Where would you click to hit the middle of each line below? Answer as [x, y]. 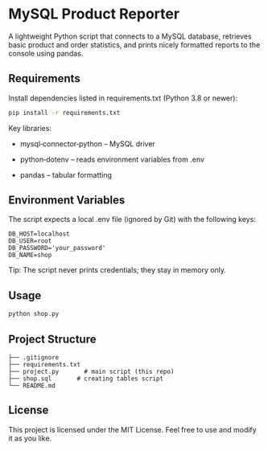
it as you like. [30, 438]
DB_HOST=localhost [39, 234]
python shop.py [34, 314]
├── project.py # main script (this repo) [91, 371]
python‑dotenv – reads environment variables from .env [112, 159]
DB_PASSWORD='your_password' [57, 248]
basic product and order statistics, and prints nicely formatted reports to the [134, 44]
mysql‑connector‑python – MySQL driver [87, 143]
